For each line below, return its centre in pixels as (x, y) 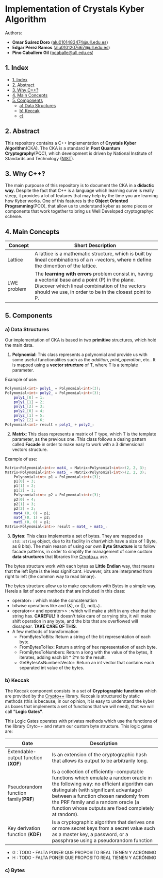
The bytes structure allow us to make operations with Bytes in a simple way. (81, 586)
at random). (65, 814)
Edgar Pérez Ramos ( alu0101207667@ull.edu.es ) (61, 47)
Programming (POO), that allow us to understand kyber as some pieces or (79, 206)
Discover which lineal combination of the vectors (90, 286)
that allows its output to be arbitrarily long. (100, 761)
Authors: (14, 33)
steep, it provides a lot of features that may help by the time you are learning (81, 196)
